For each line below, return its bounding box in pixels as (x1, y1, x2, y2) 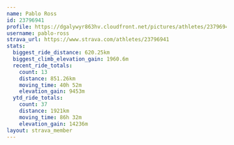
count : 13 (19, 68, 48, 75)
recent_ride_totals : (13, 62, 73, 69)
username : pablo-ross (6, 29, 70, 37)
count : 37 (19, 101, 48, 108)
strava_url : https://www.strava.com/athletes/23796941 (6, 36, 170, 43)
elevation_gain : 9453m (19, 88, 85, 95)
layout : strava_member (6, 127, 73, 134)
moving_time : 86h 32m (19, 114, 82, 121)
